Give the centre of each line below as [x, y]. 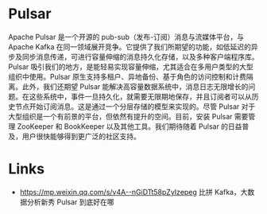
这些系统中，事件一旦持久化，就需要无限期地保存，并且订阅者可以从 [140, 96]
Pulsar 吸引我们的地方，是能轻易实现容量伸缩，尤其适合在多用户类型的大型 [131, 66]
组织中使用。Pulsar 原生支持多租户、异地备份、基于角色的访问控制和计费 [128, 76]
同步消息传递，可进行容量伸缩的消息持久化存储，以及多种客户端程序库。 [140, 56]
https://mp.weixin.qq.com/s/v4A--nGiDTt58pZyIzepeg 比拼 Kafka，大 [133, 192]
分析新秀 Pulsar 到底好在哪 [70, 202]
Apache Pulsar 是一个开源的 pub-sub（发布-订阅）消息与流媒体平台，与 [126, 37]
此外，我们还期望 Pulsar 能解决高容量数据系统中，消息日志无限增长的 [135, 86]
